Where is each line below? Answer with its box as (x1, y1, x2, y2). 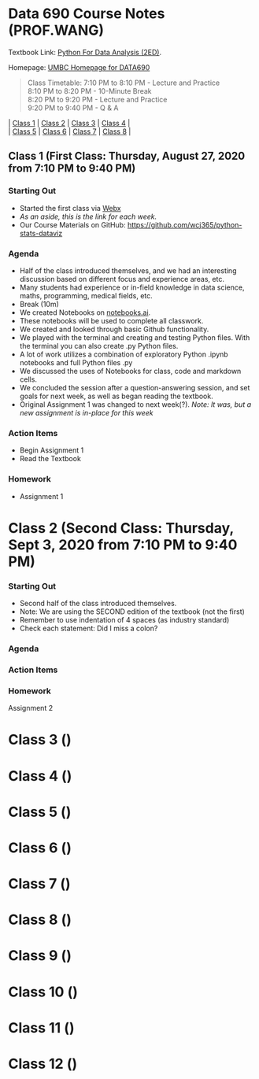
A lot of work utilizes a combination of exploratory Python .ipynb (19, 349, 228, 359)
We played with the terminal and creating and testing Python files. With (19, 332, 250, 342)
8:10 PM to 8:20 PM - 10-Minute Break (27, 86, 152, 95)
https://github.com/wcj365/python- (127, 220, 242, 229)
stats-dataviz (19, 228, 63, 238)
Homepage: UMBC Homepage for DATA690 (8, 62, 150, 72)
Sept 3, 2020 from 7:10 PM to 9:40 (8, 536, 238, 553)
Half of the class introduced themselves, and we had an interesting (19, 265, 237, 275)
